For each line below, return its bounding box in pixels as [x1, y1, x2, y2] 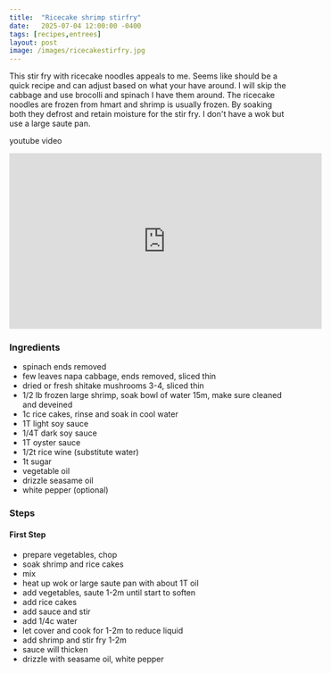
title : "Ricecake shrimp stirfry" [9, 12, 142, 22]
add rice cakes [21, 596, 78, 607]
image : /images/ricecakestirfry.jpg [9, 46, 145, 55]
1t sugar [21, 456, 52, 467]
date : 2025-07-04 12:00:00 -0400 [9, 21, 142, 30]
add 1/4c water [21, 615, 78, 626]
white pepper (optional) [21, 485, 109, 495]
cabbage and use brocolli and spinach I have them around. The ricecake [9, 90, 275, 101]
